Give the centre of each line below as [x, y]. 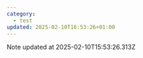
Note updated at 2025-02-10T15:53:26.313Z [71, 47]
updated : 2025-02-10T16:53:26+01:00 [61, 27]
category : [21, 14]
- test [23, 21]
